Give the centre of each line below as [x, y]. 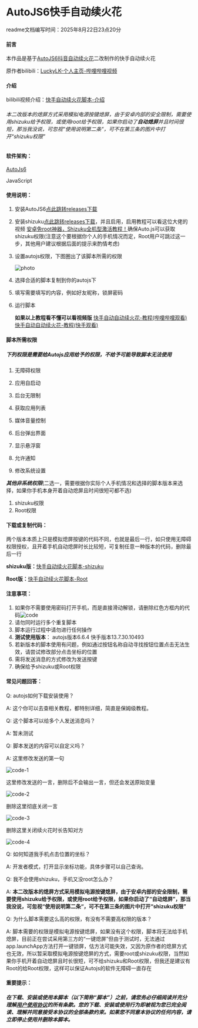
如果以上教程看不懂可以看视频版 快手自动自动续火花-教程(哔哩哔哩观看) [101, 318]
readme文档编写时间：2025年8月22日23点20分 [64, 29]
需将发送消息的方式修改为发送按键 [56, 659]
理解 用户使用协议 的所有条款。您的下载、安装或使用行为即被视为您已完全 [93, 1004]
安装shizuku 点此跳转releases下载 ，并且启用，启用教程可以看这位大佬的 [101, 222]
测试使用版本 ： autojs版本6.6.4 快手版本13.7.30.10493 [79, 637]
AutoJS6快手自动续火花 [64, 12]
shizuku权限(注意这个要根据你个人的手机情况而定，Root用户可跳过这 [98, 236]
